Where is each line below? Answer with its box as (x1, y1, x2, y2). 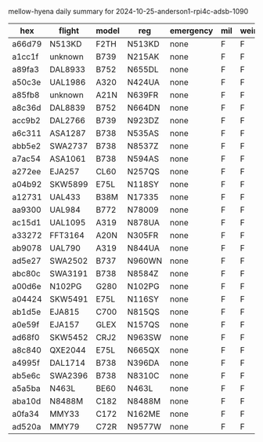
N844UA (127, 243, 160, 254)
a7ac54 (12, 153, 41, 164)
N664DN (127, 102, 160, 113)
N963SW (127, 332, 162, 342)
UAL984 (49, 204, 81, 215)
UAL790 (49, 243, 81, 254)
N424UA (127, 77, 160, 87)
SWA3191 (49, 268, 88, 279)
